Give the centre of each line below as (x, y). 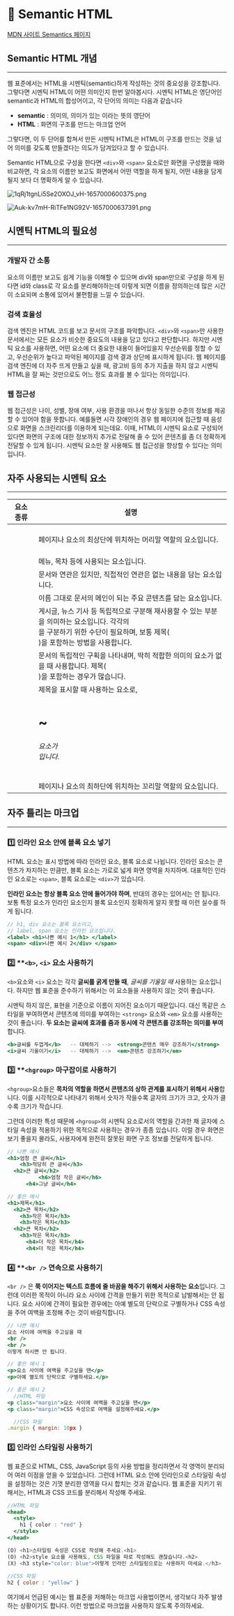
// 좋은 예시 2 (26, 1390)
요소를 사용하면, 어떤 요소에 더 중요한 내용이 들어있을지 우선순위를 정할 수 (114, 349)
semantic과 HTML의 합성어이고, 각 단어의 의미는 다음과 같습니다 (95, 100)
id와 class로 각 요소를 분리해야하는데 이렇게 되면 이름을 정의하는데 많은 (116, 286)
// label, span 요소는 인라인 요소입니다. (62, 931)
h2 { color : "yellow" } (43, 1583)
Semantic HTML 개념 (52, 59)
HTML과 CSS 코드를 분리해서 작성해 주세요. (87, 1492)
